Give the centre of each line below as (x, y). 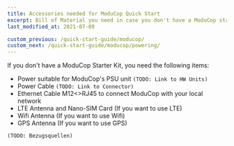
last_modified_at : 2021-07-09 (51, 26)
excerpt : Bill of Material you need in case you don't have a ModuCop (112, 20)
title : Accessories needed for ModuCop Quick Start (84, 14)
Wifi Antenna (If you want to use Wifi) (71, 116)
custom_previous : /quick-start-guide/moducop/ (76, 39)
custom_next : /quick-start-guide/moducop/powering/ (84, 46)
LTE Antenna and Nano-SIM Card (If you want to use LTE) (100, 108)
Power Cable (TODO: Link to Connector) (76, 86)
